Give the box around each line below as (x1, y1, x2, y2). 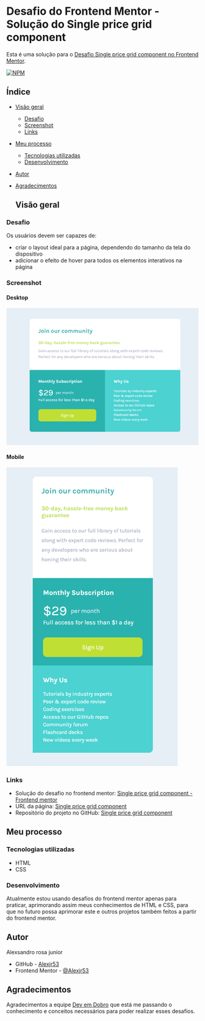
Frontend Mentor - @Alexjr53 (15, 966, 89, 974)
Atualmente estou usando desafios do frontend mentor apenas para (6, 895, 177, 902)
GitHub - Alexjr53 (15, 960, 59, 968)
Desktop (6, 294, 29, 301)
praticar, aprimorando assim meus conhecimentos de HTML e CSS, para (6, 901, 189, 908)
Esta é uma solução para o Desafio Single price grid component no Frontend (6, 50, 199, 58)
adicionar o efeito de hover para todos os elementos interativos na (15, 257, 182, 264)
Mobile (6, 454, 24, 461)
